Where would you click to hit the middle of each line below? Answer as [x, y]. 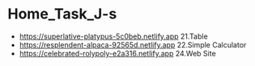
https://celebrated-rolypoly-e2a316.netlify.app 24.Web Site [117, 53]
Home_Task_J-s [62, 14]
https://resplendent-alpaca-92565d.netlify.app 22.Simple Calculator [133, 44]
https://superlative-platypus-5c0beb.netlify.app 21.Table [113, 36]
